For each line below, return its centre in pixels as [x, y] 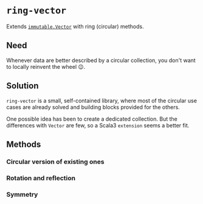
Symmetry [22, 194]
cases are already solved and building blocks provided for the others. [93, 107]
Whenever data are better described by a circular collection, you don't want [101, 60]
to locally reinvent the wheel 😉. [46, 66]
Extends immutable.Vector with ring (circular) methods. [75, 26]
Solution [22, 86]
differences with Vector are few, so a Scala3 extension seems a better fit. [98, 125]
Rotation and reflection [41, 178]
